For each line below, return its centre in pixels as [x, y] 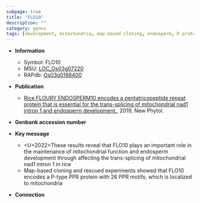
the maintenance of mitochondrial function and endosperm [96, 152]
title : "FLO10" [25, 17]
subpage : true [24, 12]
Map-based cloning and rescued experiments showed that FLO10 [104, 171]
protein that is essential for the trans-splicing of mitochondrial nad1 [106, 104]
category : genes [26, 28]
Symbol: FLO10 [42, 63]
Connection [29, 195]
